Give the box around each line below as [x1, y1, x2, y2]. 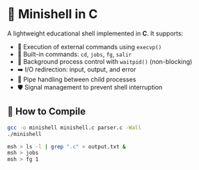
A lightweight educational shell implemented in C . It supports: [7, 29, 184, 37]
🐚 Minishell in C [7, 6, 98, 22]
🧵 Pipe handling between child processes [17, 75, 136, 83]
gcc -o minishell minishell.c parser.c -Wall [7, 124, 141, 131]
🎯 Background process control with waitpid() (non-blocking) [17, 57, 193, 65]
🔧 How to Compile [7, 105, 86, 117]
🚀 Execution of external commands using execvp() [17, 42, 162, 51]
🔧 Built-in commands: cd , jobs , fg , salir [17, 50, 132, 58]
